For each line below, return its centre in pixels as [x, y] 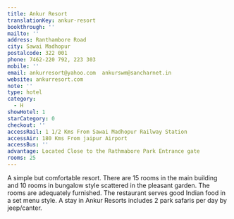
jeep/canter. [25, 208]
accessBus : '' [28, 145]
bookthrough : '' [31, 27]
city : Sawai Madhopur [39, 46]
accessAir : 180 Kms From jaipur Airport [68, 138]
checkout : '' [26, 125]
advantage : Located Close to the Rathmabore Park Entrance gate [104, 151]
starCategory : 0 [31, 118]
